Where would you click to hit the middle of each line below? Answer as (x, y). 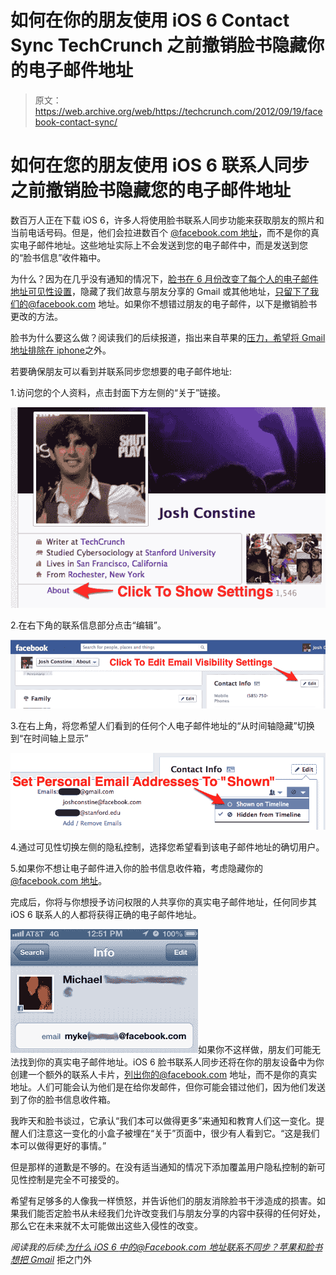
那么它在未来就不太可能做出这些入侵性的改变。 (106, 1226)
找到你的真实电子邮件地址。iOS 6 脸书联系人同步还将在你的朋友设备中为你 (171, 1062)
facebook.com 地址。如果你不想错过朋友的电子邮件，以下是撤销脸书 (177, 303)
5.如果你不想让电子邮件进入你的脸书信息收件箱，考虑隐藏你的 (136, 868)
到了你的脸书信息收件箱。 (63, 1100)
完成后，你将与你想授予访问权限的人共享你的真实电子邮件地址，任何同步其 (163, 902)
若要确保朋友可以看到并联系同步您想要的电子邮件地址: (121, 371)
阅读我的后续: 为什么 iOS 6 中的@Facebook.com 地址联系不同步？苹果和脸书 (166, 1247)
